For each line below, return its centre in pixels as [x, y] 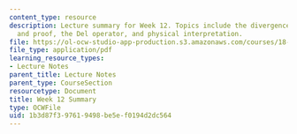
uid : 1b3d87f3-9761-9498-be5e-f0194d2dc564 [91, 115]
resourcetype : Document [53, 91]
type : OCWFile [35, 108]
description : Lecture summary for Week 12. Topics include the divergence [150, 26]
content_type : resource [53, 17]
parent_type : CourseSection [61, 83]
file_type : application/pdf [61, 50]
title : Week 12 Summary [53, 99]
